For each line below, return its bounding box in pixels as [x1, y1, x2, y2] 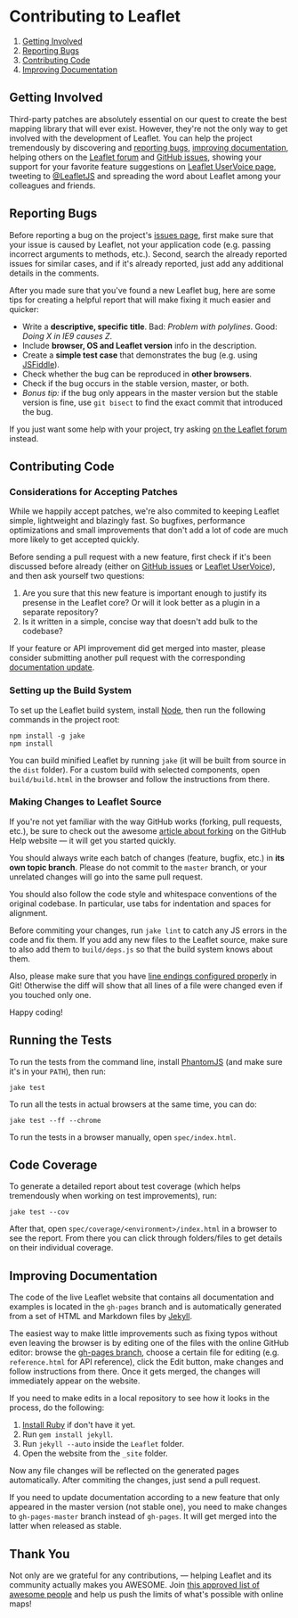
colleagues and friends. [9, 180, 96, 191]
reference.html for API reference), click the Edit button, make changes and [9, 1357, 285, 1367]
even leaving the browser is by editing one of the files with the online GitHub [9, 1338, 289, 1349]
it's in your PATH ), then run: [9, 1066, 107, 1077]
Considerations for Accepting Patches [9, 485, 178, 498]
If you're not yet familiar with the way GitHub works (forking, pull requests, [9, 816, 283, 827]
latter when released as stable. [9, 1521, 122, 1531]
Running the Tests [9, 1033, 113, 1048]
